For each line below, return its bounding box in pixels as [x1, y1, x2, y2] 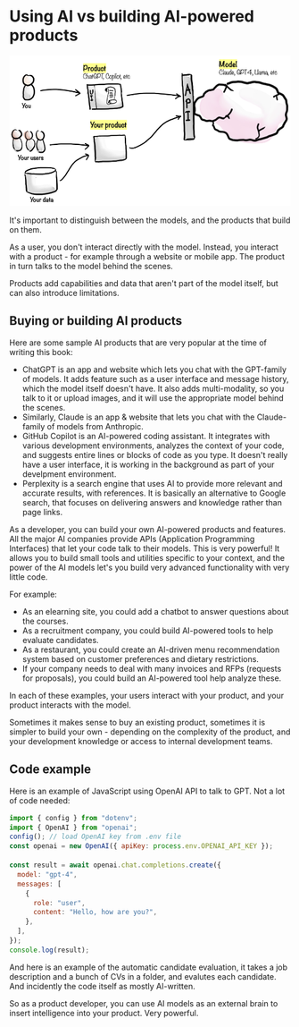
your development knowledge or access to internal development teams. [9, 735, 274, 746]
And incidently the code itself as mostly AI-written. [9, 980, 195, 991]
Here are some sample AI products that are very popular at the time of [9, 337, 268, 348]
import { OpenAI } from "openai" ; [9, 823, 138, 832]
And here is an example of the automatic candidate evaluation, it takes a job [9, 962, 288, 972]
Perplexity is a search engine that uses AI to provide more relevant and [21, 478, 283, 488]
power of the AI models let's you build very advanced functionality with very [9, 562, 290, 573]
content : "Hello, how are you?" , [32, 908, 158, 917]
